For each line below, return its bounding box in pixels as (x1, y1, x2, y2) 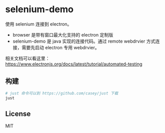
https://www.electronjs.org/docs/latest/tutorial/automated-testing (5, 61, 143, 67)
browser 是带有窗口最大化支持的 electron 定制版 (12, 31, 113, 38)
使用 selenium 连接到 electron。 (5, 21, 72, 27)
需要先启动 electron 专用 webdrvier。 (21, 44, 100, 50)
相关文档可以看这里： (5, 55, 50, 61)
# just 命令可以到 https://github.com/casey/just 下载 (5, 90, 118, 96)
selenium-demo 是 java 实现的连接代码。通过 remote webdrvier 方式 (12, 38, 156, 44)
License (5, 109, 31, 118)
